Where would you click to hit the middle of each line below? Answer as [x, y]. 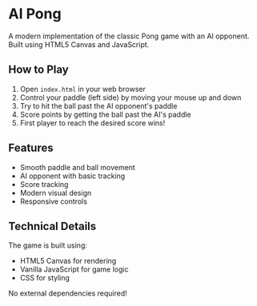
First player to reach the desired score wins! [92, 123]
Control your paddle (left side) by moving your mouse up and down [131, 97]
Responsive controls [54, 201]
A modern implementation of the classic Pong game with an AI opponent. [129, 36]
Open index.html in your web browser [82, 89]
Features [31, 148]
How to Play [39, 70]
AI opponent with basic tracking [72, 176]
